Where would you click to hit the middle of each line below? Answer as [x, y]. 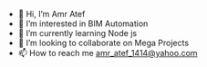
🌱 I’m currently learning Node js [78, 33]
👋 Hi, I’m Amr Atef [52, 14]
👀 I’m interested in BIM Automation [83, 24]
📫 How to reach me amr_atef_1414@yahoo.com [108, 53]
